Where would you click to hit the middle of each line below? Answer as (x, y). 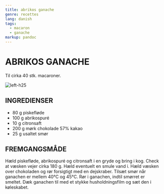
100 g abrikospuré (31, 118)
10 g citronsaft (27, 123)
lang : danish (19, 19)
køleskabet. (17, 187)
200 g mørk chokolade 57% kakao (47, 128)
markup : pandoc (21, 38)
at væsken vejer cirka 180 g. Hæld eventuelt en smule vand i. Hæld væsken (82, 166)
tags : (11, 24)
